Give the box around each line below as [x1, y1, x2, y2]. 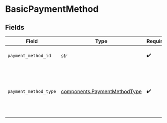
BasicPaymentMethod [5, 3, 99, 15]
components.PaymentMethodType [61, 88, 142, 95]
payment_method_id [7, 53, 51, 58]
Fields [5, 23, 25, 32]
